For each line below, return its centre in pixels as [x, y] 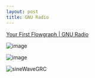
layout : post [22, 12]
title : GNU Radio [28, 17]
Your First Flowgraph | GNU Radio [47, 34]
